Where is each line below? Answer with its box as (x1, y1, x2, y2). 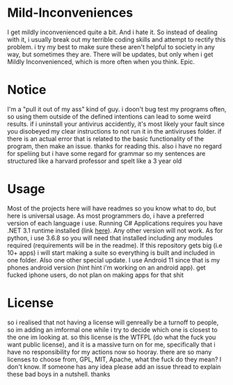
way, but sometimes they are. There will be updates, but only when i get (7, 50, 214, 58)
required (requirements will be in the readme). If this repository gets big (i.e (7, 241, 223, 249)
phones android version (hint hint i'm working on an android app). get (7, 263, 207, 272)
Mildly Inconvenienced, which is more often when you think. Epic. (7, 57, 195, 65)
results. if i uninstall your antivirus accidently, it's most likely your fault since (7, 120, 225, 128)
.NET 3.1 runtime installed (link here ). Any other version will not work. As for (7, 226, 223, 235)
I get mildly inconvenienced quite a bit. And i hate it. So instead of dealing (7, 28, 218, 36)
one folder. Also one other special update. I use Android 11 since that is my (7, 256, 220, 264)
